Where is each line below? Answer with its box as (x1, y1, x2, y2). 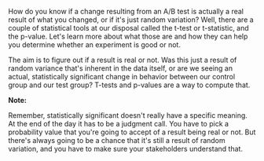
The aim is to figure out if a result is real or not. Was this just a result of (8, 55, 237, 64)
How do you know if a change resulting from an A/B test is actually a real (8, 7, 244, 16)
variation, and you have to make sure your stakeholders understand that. (8, 145, 244, 153)
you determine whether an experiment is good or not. (8, 40, 181, 49)
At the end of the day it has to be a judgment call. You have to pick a (8, 119, 229, 128)
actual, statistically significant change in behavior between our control (8, 72, 236, 81)
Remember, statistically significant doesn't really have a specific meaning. (8, 111, 247, 120)
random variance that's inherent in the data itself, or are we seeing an (8, 64, 233, 73)
